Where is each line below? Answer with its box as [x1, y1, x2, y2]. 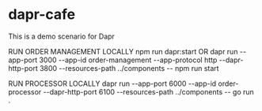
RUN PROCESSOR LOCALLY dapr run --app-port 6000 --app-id [8, 79, 217, 88]
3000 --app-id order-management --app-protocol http [39, 55, 218, 65]
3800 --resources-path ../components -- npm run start [39, 63, 219, 72]
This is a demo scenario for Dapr [8, 31, 115, 41]
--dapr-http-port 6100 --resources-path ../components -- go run [43, 87, 255, 96]
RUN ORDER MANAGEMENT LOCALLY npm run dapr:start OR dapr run [8, 46, 238, 56]
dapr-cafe [8, 6, 76, 24]
